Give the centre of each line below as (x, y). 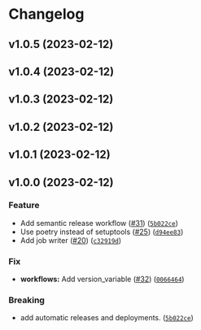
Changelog (46, 14)
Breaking (26, 300)
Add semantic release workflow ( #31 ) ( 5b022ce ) (99, 223)
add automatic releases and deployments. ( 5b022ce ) (107, 318)
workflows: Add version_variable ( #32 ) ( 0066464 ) (102, 279)
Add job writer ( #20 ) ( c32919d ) (71, 240)
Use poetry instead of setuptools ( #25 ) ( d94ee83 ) (102, 232)
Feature (24, 206)
